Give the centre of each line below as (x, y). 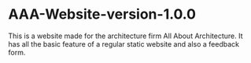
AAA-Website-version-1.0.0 (102, 14)
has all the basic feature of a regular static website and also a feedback (124, 44)
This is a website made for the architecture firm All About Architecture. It (125, 36)
